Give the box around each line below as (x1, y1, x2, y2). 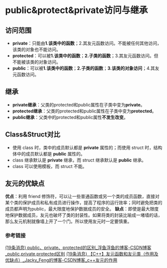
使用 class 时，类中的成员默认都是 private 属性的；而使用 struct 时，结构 (12, 144, 163, 150)
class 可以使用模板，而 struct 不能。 (12, 163, 87, 169)
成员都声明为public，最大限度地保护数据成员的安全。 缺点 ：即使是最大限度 (5, 206, 159, 212)
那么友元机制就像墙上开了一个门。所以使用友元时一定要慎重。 (5, 218, 132, 224)
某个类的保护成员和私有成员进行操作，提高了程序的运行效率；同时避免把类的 (5, 199, 163, 205)
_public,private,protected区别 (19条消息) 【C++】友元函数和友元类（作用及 (5, 250, 159, 256)
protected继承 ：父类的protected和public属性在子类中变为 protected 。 (12, 108, 157, 114)
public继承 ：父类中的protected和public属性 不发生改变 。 (12, 114, 128, 120)
